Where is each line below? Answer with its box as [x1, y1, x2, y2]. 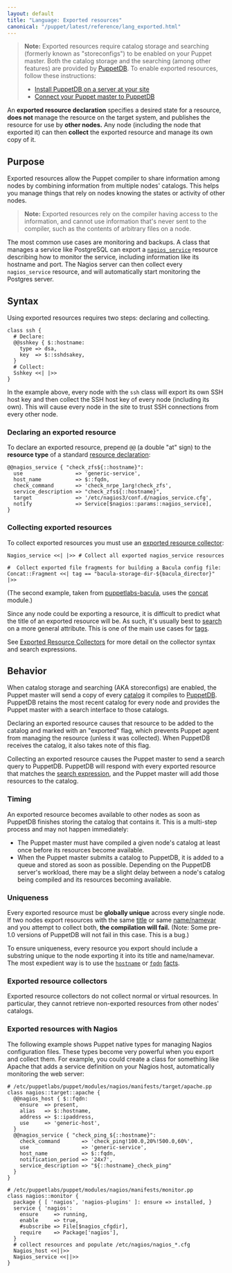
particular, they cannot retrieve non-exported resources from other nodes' [7, 999, 220, 1008]
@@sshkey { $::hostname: [13, 339, 85, 346]
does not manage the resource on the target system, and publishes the [7, 113, 211, 122]
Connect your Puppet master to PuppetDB [34, 92, 155, 101]
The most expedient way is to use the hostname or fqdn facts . [7, 959, 180, 967]
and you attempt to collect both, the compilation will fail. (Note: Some [7, 923, 208, 932]
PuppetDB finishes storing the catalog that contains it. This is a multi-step [7, 818, 217, 826]
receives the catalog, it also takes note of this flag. [7, 741, 151, 749]
